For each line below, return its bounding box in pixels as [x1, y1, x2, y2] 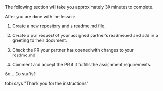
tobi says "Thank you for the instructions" [5, 80, 89, 86]
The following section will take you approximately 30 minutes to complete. [5, 4, 154, 10]
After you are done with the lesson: [5, 14, 75, 19]
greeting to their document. [12, 37, 67, 43]
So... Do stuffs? [5, 71, 36, 77]
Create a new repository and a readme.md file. [12, 23, 106, 29]
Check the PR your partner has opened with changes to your [12, 47, 134, 53]
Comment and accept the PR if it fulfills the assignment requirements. [12, 62, 152, 67]
